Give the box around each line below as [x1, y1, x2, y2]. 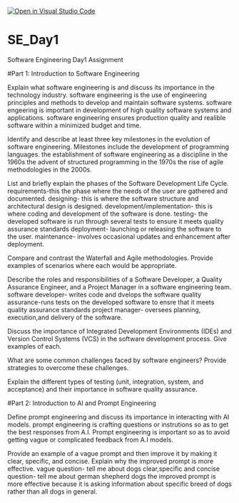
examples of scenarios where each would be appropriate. [7, 261, 177, 269]
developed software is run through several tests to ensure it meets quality [7, 216, 224, 225]
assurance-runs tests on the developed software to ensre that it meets [7, 297, 215, 307]
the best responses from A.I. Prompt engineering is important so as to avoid [7, 427, 230, 436]
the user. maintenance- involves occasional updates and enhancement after [7, 232, 231, 241]
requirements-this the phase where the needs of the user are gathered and [7, 186, 228, 195]
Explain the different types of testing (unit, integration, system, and [7, 377, 204, 386]
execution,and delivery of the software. [7, 313, 123, 322]
